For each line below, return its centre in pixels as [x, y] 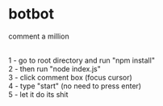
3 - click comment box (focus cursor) [71, 77]
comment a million [39, 36]
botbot [31, 14]
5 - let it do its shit [38, 94]
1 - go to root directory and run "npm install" [82, 60]
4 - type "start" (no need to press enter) [75, 86]
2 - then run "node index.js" [54, 68]
